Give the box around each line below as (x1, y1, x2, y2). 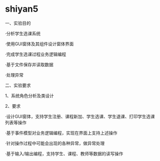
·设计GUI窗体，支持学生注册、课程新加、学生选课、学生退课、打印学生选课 (5, 113, 155, 119)
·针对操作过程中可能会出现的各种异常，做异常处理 (5, 140, 105, 146)
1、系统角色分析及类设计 (5, 93, 54, 99)
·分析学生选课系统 (5, 30, 41, 36)
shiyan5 (5, 3, 39, 15)
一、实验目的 (5, 20, 31, 26)
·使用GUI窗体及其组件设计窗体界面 (5, 40, 74, 47)
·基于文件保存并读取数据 (5, 61, 54, 67)
